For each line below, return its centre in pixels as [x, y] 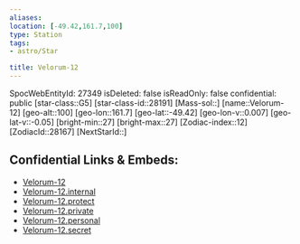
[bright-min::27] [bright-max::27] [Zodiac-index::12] [152, 122]
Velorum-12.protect [58, 201]
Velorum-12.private [58, 211]
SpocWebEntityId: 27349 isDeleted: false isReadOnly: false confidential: [143, 93]
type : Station [36, 34]
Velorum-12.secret [57, 230]
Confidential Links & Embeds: [94, 160]
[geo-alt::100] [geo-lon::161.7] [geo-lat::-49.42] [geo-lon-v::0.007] [145, 113]
